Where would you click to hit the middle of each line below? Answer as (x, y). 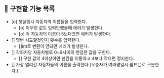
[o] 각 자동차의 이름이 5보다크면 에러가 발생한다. (65, 34)
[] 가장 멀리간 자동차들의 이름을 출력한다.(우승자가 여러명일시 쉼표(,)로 (79, 64)
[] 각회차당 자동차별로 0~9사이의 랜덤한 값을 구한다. (61, 52)
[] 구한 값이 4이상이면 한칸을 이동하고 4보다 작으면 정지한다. (76, 58)
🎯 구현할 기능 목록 (29, 9)
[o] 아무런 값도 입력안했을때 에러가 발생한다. (61, 27)
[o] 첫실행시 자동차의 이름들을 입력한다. (49, 22)
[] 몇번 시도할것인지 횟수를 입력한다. (46, 40)
